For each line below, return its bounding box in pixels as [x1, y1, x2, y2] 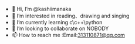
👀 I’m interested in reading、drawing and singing [11, 12, 130, 19]
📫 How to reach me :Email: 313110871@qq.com [11, 32, 125, 38]
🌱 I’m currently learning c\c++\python [11, 19, 103, 25]
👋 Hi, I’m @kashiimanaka [11, 6, 72, 12]
